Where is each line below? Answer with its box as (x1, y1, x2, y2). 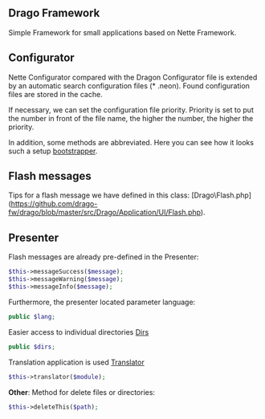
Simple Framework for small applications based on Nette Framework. (8, 27, 237, 37)
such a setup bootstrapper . (8, 146, 98, 156)
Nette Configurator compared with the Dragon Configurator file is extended (8, 72, 258, 82)
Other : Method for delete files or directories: (8, 387, 155, 397)
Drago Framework (8, 6, 100, 20)
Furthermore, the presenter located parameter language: (8, 297, 196, 307)
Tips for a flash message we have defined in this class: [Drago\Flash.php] (8, 190, 251, 200)
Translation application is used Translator (8, 357, 145, 367)
